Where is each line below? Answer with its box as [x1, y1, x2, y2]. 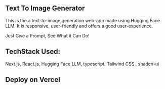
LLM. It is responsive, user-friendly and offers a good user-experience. [5, 23, 153, 29]
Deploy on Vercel [5, 75, 61, 84]
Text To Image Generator [5, 4, 85, 13]
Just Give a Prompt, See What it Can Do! [5, 32, 90, 38]
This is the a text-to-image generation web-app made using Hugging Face [5, 17, 160, 23]
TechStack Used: [5, 48, 61, 56]
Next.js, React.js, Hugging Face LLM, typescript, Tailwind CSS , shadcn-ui [5, 61, 159, 67]
